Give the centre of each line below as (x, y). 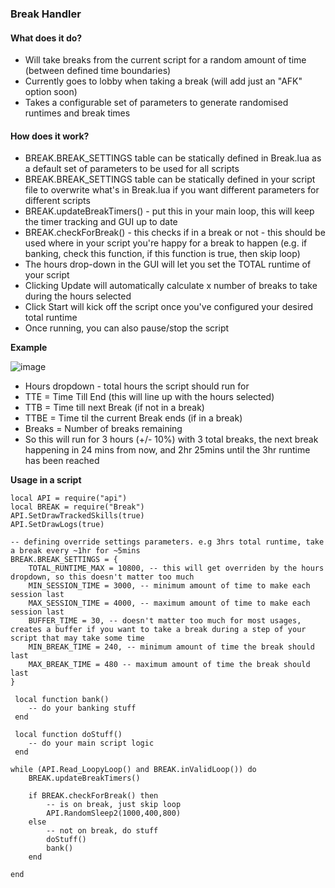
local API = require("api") (69, 498)
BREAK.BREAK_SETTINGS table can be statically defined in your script (170, 179)
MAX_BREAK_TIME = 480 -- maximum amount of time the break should (169, 665)
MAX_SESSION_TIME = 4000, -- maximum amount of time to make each (169, 603)
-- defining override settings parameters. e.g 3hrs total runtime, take (167, 542)
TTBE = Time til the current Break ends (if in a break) (133, 418)
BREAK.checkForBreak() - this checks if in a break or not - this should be (175, 233)
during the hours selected (78, 296)
